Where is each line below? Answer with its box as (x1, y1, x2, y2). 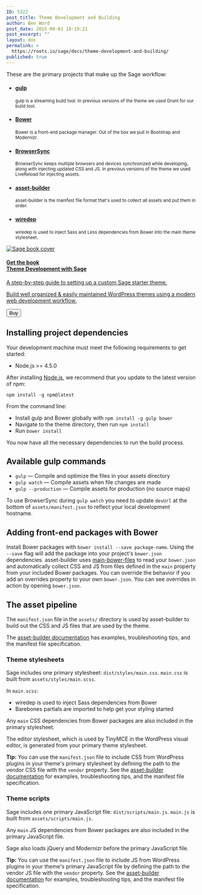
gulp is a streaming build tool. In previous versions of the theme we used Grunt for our (15, 97, 194, 104)
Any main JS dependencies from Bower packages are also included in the (6, 826, 189, 833)
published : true (6, 54, 47, 60)
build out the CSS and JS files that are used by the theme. (6, 622, 151, 630)
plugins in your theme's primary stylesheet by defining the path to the (6, 760, 180, 767)
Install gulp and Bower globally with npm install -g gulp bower (15, 414, 173, 421)
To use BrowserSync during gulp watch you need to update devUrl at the (6, 497, 187, 504)
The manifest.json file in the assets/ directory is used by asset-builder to (6, 616, 189, 623)
